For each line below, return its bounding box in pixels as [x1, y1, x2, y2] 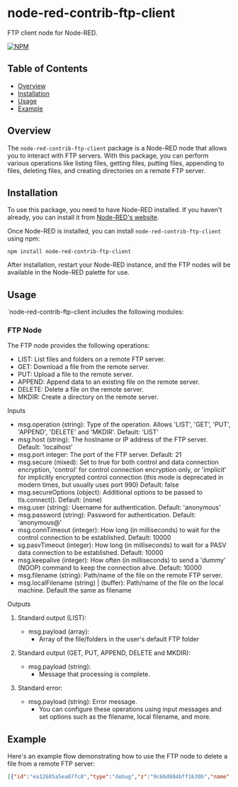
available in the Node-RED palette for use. [7, 268, 130, 277]
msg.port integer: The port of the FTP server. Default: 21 [17, 451, 182, 459]
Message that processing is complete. [38, 670, 151, 678]
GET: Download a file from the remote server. [17, 363, 150, 371]
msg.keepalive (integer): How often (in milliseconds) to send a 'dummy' [17, 556, 227, 565]
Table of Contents [7, 62, 89, 75]
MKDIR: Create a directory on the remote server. [17, 392, 159, 402]
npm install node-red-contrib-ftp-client [7, 248, 132, 255]
